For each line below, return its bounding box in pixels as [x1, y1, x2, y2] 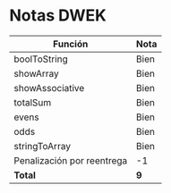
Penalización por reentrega [13, 154, 128, 166]
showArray [13, 67, 60, 80]
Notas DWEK [9, 5, 107, 26]
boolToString [13, 53, 69, 65]
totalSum [13, 96, 52, 108]
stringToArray [13, 139, 72, 152]
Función [53, 38, 89, 50]
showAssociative [13, 81, 85, 94]
